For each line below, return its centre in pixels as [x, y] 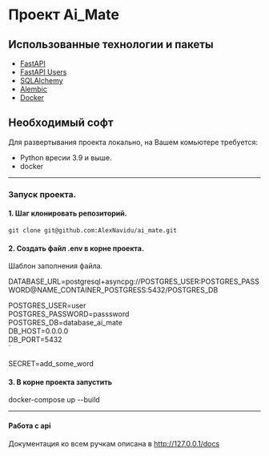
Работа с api [30, 426]
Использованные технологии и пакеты [111, 44]
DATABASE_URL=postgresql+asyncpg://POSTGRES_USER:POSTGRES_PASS [134, 281]
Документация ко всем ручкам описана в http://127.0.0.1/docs [114, 443]
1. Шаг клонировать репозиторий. [68, 213]
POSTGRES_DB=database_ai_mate [65, 323]
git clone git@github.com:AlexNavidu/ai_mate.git [93, 230]
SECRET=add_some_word [51, 364]
